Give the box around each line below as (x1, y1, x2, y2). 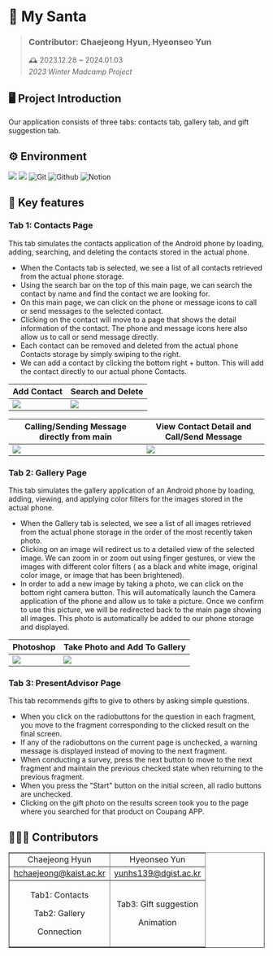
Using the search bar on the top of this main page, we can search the (19, 280, 253, 289)
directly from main (39, 431, 112, 442)
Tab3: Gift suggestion (116, 898, 199, 910)
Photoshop (12, 641, 56, 653)
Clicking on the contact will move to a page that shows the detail (19, 315, 237, 324)
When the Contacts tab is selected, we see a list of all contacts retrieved (19, 263, 262, 272)
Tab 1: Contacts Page (8, 219, 93, 231)
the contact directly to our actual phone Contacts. (19, 366, 187, 376)
